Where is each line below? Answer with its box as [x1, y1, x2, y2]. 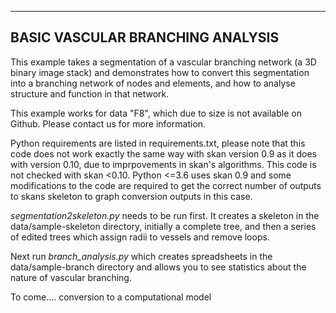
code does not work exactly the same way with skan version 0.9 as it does [10, 147, 317, 160]
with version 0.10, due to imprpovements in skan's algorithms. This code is [10, 158, 317, 170]
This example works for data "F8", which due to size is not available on [10, 107, 302, 119]
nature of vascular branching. [10, 271, 132, 283]
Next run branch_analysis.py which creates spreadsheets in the [10, 250, 273, 262]
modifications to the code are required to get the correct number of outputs [10, 179, 322, 191]
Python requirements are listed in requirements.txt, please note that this [10, 137, 306, 149]
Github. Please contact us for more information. [10, 117, 207, 130]
